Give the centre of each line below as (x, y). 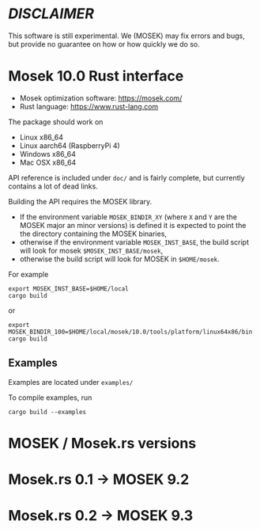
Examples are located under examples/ (71, 382)
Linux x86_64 (41, 137)
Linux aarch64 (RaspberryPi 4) (70, 145)
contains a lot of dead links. (53, 186)
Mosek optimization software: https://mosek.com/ (101, 98)
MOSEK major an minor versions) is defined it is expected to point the (133, 225)
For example (28, 274)
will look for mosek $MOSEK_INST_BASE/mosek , (91, 250)
